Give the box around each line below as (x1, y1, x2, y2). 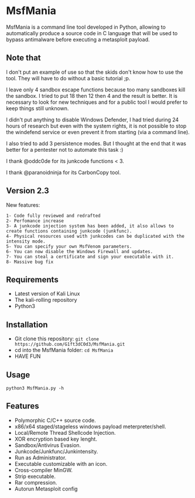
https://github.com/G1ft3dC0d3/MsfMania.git (14, 342, 125, 347)
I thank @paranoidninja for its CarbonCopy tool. (6, 169, 121, 176)
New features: (6, 201, 40, 209)
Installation (6, 319, 48, 329)
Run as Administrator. (14, 454, 67, 461)
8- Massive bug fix (6, 259, 54, 265)
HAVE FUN (14, 353, 41, 360)
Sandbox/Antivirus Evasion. (14, 441, 81, 449)
